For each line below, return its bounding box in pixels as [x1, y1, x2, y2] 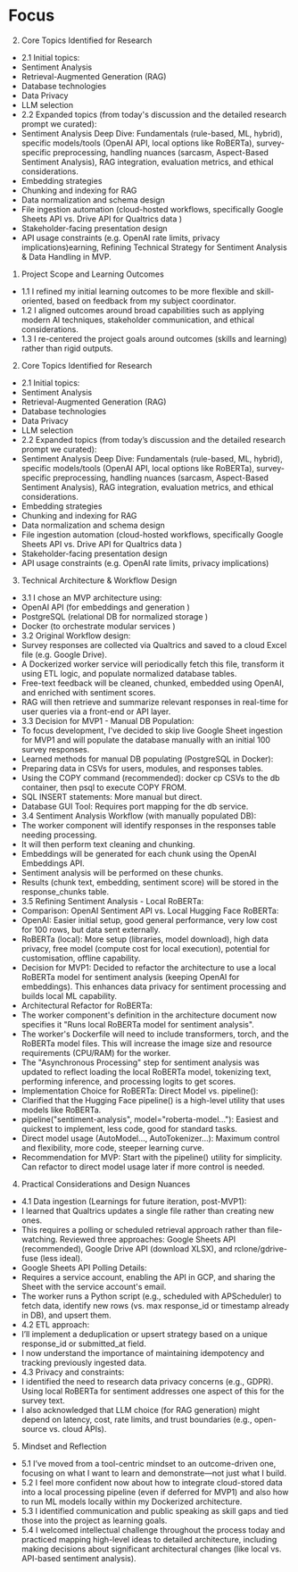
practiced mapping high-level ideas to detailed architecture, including [21, 1534, 277, 1544]
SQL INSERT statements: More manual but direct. [21, 791, 203, 802]
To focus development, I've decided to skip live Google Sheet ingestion [21, 725, 283, 736]
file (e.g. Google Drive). [21, 649, 108, 660]
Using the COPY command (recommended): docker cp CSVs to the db [21, 772, 280, 783]
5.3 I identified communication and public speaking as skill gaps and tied [21, 1505, 289, 1516]
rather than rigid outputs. [21, 343, 113, 353]
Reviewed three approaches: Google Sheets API [60, 1234, 236, 1244]
